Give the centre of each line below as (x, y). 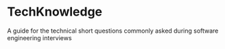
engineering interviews (39, 37)
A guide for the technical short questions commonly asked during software (113, 31)
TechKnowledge (55, 12)
